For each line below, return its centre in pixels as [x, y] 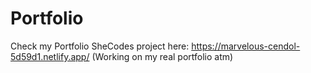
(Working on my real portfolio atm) [162, 56]
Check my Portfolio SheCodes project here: [100, 46]
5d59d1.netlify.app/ [50, 56]
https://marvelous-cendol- [246, 46]
